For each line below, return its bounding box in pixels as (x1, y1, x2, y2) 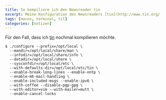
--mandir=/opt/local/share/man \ (9, 48, 79, 53)
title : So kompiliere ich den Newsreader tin (5, 7, 100, 12)
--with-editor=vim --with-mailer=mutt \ (9, 87, 94, 92)
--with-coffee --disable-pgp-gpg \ (9, 83, 83, 88)
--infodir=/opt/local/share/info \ (9, 53, 83, 58)
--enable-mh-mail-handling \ (9, 74, 70, 79)
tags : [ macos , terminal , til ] (5, 16, 68, 21)
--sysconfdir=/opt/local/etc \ (9, 61, 74, 67)
